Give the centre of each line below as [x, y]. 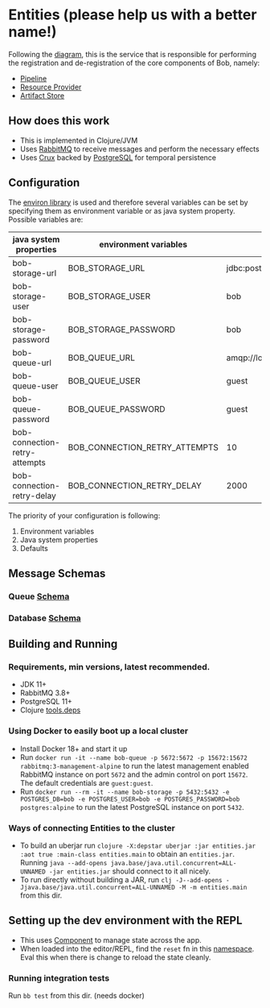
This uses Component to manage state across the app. [111, 940]
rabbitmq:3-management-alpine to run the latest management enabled [134, 765]
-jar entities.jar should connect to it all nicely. [130, 871]
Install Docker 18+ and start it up [74, 749]
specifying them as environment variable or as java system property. [122, 210]
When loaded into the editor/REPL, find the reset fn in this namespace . [137, 948]
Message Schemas [57, 573]
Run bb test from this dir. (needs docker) [76, 996]
